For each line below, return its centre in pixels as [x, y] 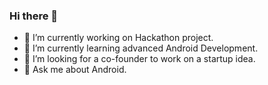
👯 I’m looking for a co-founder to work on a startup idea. [139, 59]
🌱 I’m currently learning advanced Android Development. [141, 48]
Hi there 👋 [34, 16]
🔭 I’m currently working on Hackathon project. [118, 38]
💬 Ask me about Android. [75, 70]
